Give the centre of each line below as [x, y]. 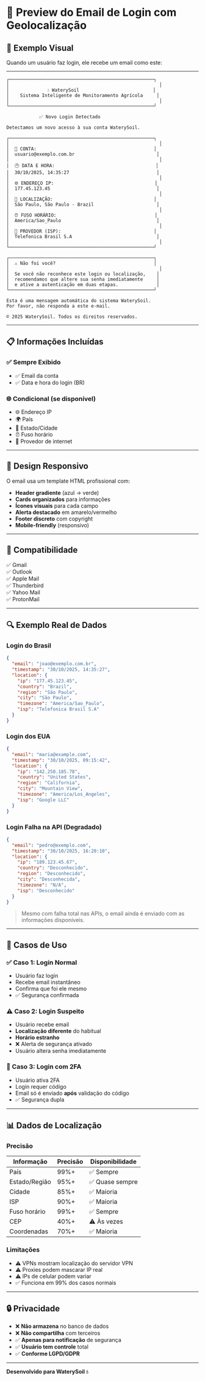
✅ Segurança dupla [40, 1099]
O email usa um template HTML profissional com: [68, 481]
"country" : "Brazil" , [45, 687]
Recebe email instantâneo [48, 983]
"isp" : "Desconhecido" [46, 890]
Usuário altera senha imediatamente [61, 1051]
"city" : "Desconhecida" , [49, 879]
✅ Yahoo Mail [23, 592]
